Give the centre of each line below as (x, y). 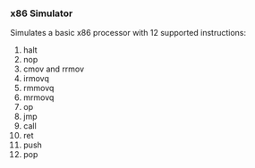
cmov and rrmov (53, 69)
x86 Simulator (42, 13)
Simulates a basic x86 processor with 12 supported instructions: (128, 33)
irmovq (36, 79)
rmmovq (38, 88)
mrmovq (38, 97)
